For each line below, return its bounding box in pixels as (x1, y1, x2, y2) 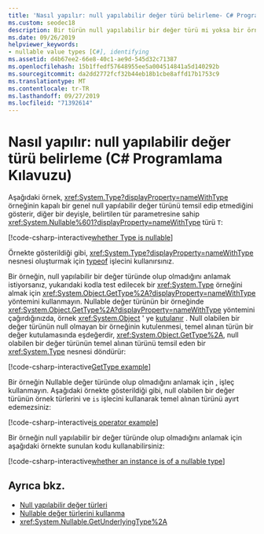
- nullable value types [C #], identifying (8, 48, 149, 56)
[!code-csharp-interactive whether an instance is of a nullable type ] (8, 457, 225, 466)
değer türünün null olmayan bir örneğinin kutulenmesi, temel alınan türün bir (8, 322, 254, 331)
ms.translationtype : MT (8, 77, 86, 85)
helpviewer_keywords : (8, 41, 79, 49)
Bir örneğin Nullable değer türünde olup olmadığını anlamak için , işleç (8, 377, 235, 387)
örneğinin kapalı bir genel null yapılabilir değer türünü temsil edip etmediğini (8, 201, 254, 211)
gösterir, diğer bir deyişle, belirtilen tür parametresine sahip (8, 209, 200, 219)
